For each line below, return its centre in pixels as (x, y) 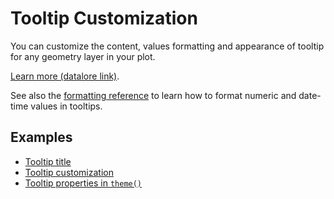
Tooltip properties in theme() (83, 183)
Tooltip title (48, 161)
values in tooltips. (66, 106)
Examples (41, 137)
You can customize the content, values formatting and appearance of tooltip (167, 46)
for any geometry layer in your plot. (83, 56)
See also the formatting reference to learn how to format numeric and (153, 95)
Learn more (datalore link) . (65, 76)
